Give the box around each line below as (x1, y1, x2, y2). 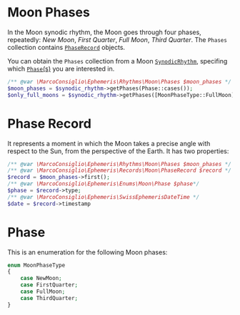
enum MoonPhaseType (7, 262, 66, 269)
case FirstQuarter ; (20, 282, 79, 289)
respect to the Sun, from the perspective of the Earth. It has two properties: (7, 147, 229, 155)
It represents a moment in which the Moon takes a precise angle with (7, 139, 211, 148)
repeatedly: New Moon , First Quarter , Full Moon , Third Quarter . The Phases (7, 35, 227, 43)
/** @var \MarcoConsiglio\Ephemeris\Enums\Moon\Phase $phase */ (7, 180, 200, 187)
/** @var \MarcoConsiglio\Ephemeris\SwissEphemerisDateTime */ (7, 193, 200, 200)
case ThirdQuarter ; (20, 294, 79, 301)
